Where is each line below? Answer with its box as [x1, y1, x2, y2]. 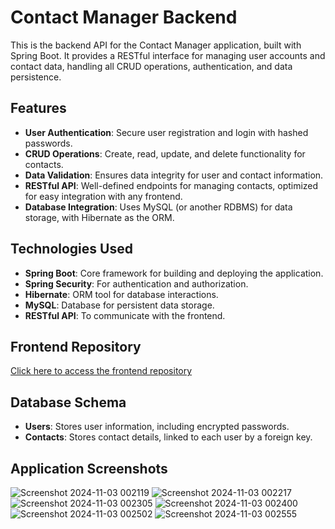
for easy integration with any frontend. [24, 190, 183, 202]
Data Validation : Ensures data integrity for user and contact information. [24, 169, 324, 181]
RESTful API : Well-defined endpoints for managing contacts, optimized [24, 179, 319, 191]
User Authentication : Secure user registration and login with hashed [24, 126, 309, 138]
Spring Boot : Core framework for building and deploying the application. [24, 267, 324, 279]
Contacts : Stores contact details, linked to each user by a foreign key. [24, 431, 313, 443]
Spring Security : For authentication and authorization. [24, 277, 249, 290]
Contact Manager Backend [10, 6, 238, 29]
